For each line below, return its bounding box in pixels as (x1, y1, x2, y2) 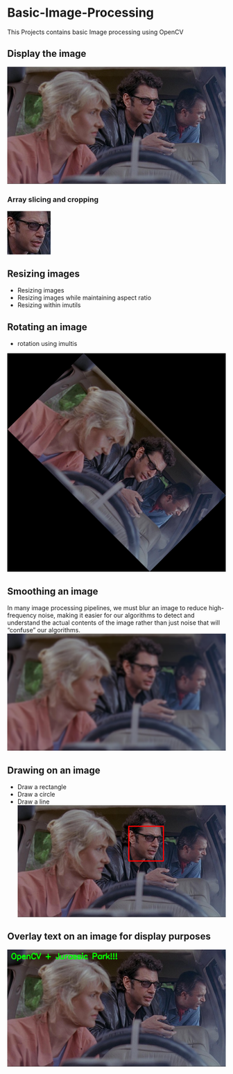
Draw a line (17, 797, 50, 806)
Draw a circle (17, 790, 55, 799)
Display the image (7, 48, 87, 60)
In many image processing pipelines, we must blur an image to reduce (7, 603, 208, 612)
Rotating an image (7, 321, 88, 333)
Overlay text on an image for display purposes (7, 930, 212, 942)
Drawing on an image (7, 764, 101, 776)
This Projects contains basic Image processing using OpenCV (7, 28, 184, 36)
